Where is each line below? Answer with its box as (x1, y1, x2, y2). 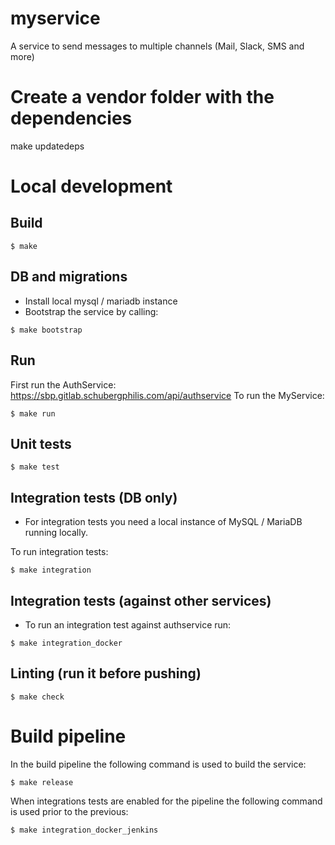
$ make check (10, 692, 65, 702)
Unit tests (10, 435, 72, 452)
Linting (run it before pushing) (10, 665, 202, 682)
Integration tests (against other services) (10, 592, 272, 609)
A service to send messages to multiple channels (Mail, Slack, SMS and (10, 40, 305, 52)
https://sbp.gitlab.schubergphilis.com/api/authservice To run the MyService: (10, 389, 325, 401)
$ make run (10, 408, 56, 419)
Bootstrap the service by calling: (24, 305, 159, 317)
